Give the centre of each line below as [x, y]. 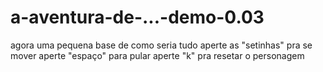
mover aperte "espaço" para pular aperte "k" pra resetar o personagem [157, 55]
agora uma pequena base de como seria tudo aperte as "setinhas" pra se [161, 45]
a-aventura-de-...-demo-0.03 [137, 17]
